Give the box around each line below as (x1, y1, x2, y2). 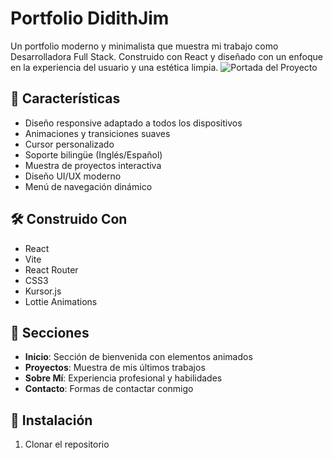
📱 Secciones (10, 324, 90, 341)
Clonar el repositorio (24, 438, 110, 451)
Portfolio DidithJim (10, 7, 170, 30)
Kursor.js (24, 285, 62, 297)
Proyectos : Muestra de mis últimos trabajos (24, 362, 206, 374)
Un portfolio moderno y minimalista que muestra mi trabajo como (10, 40, 279, 52)
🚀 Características (10, 90, 121, 107)
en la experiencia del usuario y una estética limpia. (10, 61, 219, 73)
